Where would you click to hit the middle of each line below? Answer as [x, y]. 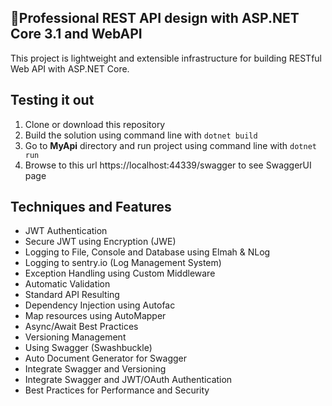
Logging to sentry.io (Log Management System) [123, 263]
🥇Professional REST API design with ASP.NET [155, 18]
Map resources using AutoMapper [95, 316]
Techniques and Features [91, 207]
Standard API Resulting [72, 295]
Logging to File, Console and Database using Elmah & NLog [147, 252]
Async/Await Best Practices [81, 327]
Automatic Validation [67, 284]
